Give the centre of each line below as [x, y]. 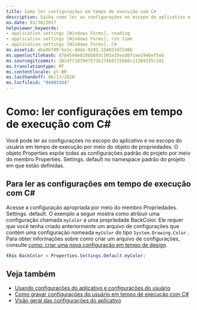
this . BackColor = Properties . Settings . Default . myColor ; [76, 256]
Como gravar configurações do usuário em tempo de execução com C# [102, 294]
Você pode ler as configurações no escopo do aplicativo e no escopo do [94, 140]
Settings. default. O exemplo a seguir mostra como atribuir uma [83, 214]
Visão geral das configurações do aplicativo [68, 301]
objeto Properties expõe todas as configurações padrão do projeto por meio [98, 153]
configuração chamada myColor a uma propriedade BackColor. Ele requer [95, 220]
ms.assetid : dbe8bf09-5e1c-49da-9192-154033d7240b [69, 50]
